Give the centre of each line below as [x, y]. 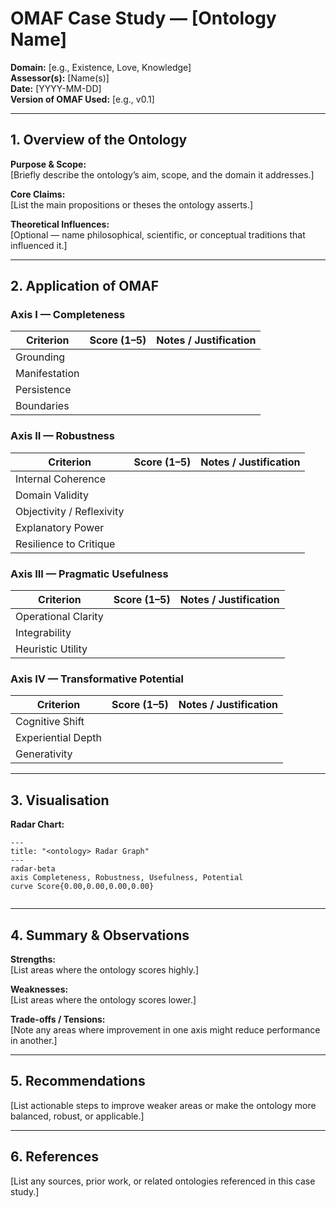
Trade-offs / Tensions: [58, 1019]
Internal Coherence [61, 479]
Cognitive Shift [50, 722]
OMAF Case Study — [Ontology [143, 18]
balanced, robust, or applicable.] [77, 1116]
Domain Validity [52, 495]
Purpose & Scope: [48, 164]
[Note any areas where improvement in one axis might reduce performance [165, 1029]
